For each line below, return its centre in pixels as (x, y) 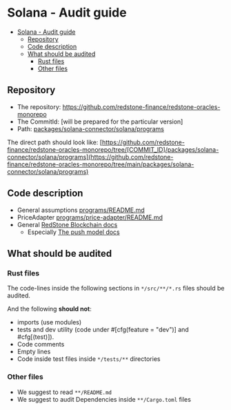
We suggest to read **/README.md (64, 392)
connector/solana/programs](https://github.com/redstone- (90, 157)
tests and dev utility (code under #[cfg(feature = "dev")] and (103, 330)
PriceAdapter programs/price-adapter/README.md (90, 217)
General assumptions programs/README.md (81, 210)
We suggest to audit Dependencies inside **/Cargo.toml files (104, 399)
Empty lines (34, 352)
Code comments (41, 344)
